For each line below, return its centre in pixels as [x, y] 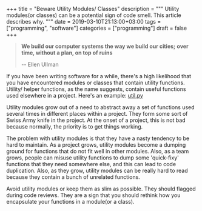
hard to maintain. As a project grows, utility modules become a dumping [96, 145]
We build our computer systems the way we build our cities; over [105, 46]
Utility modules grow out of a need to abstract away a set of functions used [101, 107]
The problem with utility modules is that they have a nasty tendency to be [98, 138]
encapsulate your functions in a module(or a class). [70, 202]
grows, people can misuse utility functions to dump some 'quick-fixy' [93, 158]
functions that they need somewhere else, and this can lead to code [91, 164]
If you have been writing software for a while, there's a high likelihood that [99, 76]
